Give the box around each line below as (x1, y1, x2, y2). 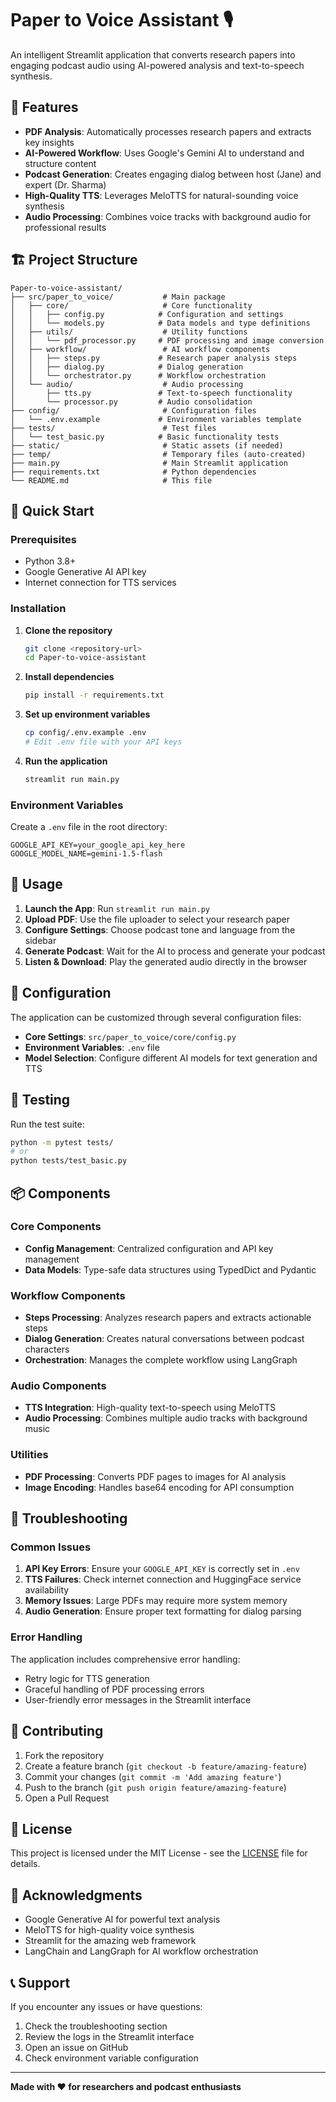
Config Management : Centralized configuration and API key (24, 1242, 274, 1254)
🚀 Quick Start (10, 502, 95, 519)
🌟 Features (10, 99, 79, 116)
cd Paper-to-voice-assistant (24, 653, 147, 663)
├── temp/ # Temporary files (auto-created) (10, 449, 307, 459)
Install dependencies (24, 671, 115, 683)
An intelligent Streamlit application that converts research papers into (10, 48, 296, 61)
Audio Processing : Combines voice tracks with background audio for (24, 210, 312, 222)
